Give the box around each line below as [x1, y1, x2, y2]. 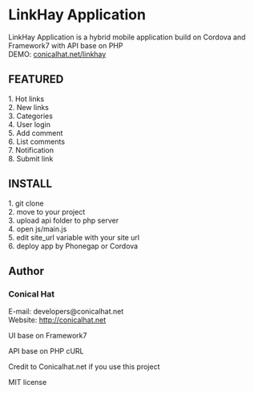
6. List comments [8, 137, 66, 146]
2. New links [8, 102, 50, 112]
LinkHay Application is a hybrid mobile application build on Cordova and [8, 32, 246, 42]
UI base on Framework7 [8, 331, 87, 341]
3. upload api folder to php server [8, 215, 119, 225]
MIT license [8, 378, 47, 387]
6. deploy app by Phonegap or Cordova [8, 241, 139, 251]
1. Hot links [8, 94, 45, 104]
